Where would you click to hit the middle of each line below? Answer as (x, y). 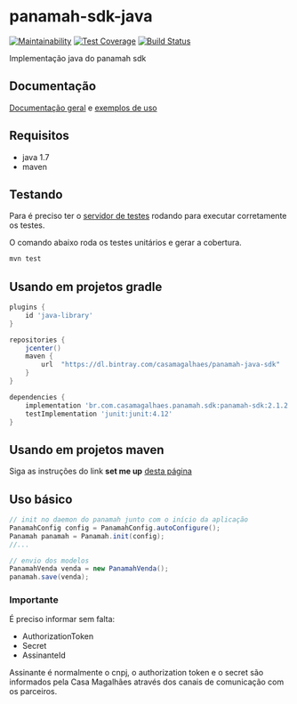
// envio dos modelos (49, 561)
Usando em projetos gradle (86, 287)
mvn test (25, 259)
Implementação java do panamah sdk (78, 58)
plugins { (28, 307)
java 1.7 (36, 157)
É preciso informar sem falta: (62, 619)
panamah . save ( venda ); (49, 577)
